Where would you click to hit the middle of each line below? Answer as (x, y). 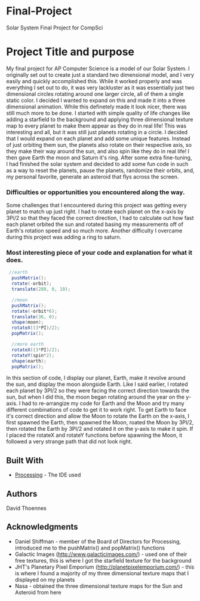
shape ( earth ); (29, 361)
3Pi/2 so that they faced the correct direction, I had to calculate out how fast (100, 218)
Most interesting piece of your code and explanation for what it (99, 253)
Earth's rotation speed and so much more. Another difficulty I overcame (94, 231)
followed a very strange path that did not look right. (69, 442)
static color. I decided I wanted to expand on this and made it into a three (96, 100)
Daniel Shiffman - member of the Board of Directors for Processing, (98, 541)
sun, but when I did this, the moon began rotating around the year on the (96, 397)
